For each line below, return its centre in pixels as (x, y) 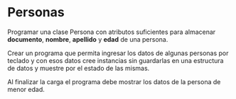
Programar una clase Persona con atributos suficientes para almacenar (112, 32)
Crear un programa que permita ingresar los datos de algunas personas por (118, 53)
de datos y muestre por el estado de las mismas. (79, 68)
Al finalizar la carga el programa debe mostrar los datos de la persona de (114, 81)
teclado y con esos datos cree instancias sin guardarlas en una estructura (116, 60)
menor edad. (26, 89)
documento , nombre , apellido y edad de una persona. (88, 39)
